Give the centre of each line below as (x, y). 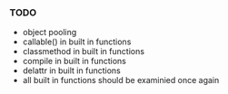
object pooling (50, 33)
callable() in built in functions (77, 42)
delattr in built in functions (71, 70)
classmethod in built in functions (84, 52)
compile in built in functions (74, 61)
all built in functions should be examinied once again (121, 80)
